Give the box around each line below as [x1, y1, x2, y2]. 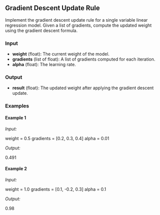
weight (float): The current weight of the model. [12, 51, 110, 57]
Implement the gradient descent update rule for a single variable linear [5, 17, 148, 23]
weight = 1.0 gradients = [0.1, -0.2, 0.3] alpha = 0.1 [5, 186, 107, 192]
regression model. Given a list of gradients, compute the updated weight [5, 22, 152, 28]
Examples [5, 103, 30, 109]
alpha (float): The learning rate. [12, 62, 76, 68]
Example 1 [5, 114, 26, 120]
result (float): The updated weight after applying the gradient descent [12, 85, 154, 91]
